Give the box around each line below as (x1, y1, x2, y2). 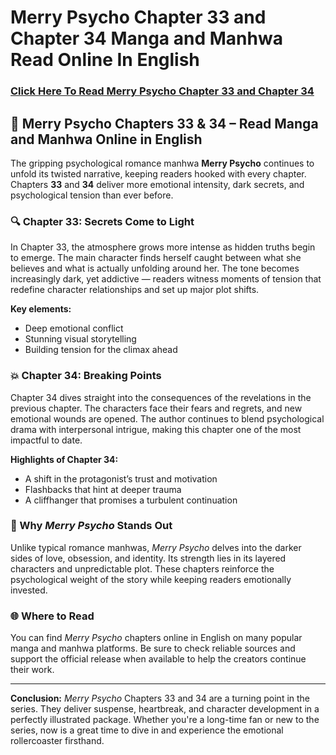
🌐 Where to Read (10, 609, 95, 623)
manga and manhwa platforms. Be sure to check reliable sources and (10, 642, 296, 655)
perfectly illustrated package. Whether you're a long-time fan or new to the (10, 714, 320, 726)
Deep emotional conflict (24, 322, 124, 335)
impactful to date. (10, 434, 83, 446)
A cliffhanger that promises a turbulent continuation (24, 494, 238, 506)
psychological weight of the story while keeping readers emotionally (10, 573, 292, 585)
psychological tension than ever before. (10, 189, 174, 201)
